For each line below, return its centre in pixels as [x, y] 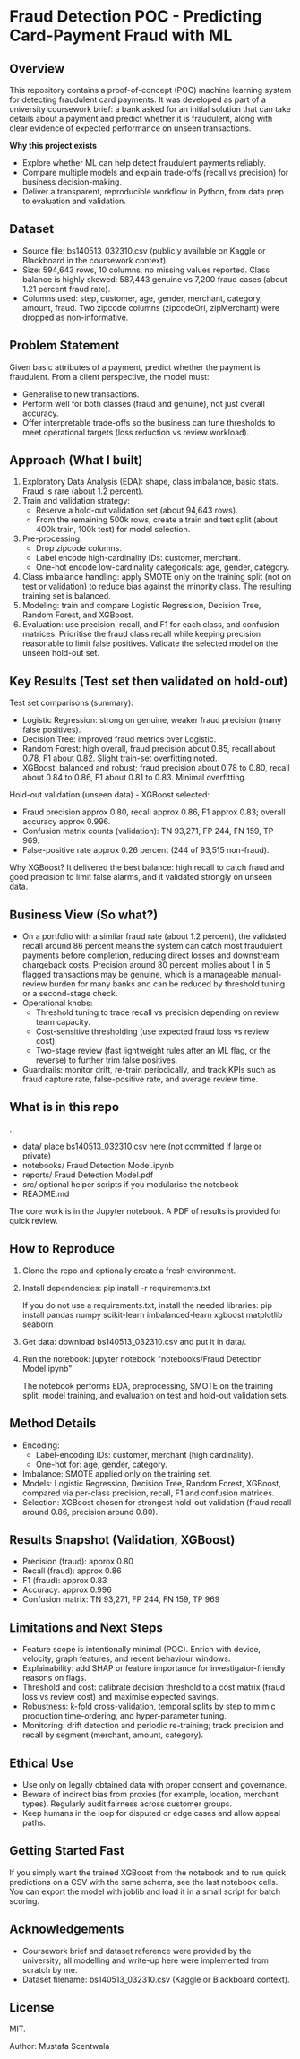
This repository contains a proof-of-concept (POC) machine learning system [150, 90]
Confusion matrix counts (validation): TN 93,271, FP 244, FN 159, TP [148, 831]
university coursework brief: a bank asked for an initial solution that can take [150, 109]
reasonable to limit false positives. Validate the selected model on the [150, 643]
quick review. [34, 1220]
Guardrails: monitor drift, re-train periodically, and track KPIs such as [149, 1070]
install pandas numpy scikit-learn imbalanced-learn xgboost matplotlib [152, 1314]
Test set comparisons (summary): [72, 703]
